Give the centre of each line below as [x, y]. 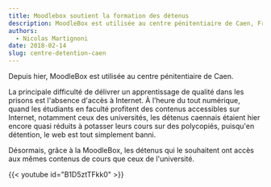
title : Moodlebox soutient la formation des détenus [99, 16]
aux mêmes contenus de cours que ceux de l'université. [102, 159]
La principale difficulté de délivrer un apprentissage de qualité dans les [126, 92]
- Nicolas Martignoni [52, 38]
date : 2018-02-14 [38, 46]
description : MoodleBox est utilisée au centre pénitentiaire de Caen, [131, 23]
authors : [23, 31]
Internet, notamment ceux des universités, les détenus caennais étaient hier [134, 117]
